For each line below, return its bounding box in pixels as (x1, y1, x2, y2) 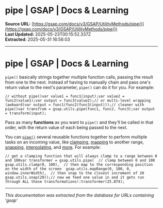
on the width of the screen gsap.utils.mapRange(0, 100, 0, (5, 166, 131, 171)
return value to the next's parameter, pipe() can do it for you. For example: (5, 84, 154, 90)
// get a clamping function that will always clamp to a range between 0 (5, 154, 158, 158)
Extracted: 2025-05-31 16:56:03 (5, 36, 70, 42)
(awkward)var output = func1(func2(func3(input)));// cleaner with (5, 102, 145, 107)
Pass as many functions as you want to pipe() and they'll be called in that (5, 119, 154, 125)
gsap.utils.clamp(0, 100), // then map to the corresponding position (5, 162, 153, 167)
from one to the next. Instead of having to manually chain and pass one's (5, 79, 151, 85)
